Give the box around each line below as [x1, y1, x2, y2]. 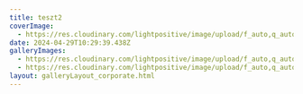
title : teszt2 [9, 13, 63, 22]
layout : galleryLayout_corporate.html [9, 72, 155, 81]
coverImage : [9, 21, 54, 30]
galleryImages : [9, 47, 67, 56]
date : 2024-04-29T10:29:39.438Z [9, 38, 131, 47]
